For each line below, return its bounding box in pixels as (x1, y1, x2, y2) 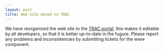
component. (5, 41, 30, 47)
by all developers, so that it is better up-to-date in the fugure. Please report (5, 31, 159, 37)
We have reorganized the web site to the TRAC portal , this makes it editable (5, 25, 160, 31)
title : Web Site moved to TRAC (5, 12, 70, 17)
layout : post (5, 7, 32, 12)
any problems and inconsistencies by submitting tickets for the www (5, 36, 145, 42)
